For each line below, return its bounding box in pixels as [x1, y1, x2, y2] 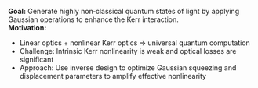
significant [19, 55, 54, 64]
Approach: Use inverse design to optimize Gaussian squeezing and [19, 63, 237, 72]
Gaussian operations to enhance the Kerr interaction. [8, 15, 179, 24]
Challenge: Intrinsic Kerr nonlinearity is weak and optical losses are [19, 47, 237, 55]
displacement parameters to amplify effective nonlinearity [19, 72, 206, 80]
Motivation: [8, 23, 47, 32]
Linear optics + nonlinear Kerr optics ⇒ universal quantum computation [19, 38, 251, 48]
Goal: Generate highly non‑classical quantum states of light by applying [8, 7, 240, 16]
